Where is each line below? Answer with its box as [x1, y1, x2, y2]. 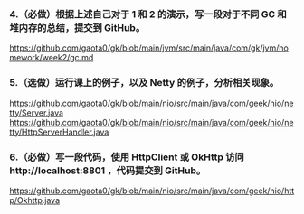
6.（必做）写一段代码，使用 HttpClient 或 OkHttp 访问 [9, 151, 244, 163]
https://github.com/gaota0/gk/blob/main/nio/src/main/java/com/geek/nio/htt [9, 185, 295, 196]
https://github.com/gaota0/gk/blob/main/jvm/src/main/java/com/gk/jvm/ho [9, 42, 290, 53]
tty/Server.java [9, 107, 64, 118]
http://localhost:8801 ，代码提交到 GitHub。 [9, 164, 206, 177]
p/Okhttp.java [9, 194, 61, 205]
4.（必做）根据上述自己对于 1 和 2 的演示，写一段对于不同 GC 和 [9, 7, 287, 20]
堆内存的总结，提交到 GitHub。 [9, 21, 146, 33]
